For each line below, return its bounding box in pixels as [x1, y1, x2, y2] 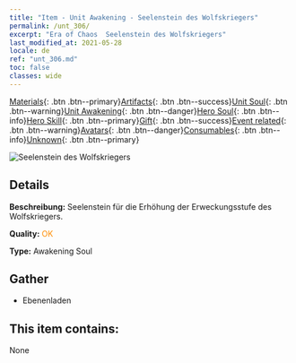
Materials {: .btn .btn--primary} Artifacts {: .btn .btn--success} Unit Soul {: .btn [9, 96, 289, 107]
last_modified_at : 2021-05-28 [9, 38, 123, 48]
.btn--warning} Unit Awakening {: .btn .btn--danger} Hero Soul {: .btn [9, 105, 257, 117]
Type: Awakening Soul [9, 246, 92, 256]
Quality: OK [9, 228, 54, 238]
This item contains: [9, 321, 119, 336]
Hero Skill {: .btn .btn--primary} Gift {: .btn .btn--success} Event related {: [26, 115, 287, 125]
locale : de [9, 47, 50, 56]
